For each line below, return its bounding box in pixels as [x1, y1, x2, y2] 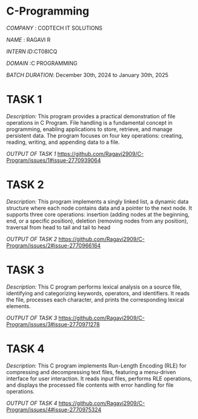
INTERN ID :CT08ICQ [6, 47, 58, 55]
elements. [6, 302, 31, 310]
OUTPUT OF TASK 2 [6, 235, 58, 243]
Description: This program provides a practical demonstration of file [6, 112, 176, 119]
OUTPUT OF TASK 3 [6, 314, 58, 321]
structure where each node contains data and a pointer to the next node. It [6, 204, 193, 212]
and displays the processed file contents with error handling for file [6, 381, 174, 389]
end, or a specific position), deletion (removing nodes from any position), [6, 217, 189, 224]
